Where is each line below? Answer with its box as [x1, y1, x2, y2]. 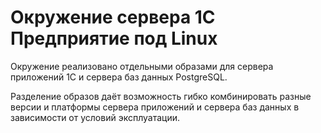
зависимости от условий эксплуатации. [10, 111, 181, 123]
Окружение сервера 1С [10, 6, 216, 29]
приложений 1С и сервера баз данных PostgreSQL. [10, 71, 228, 83]
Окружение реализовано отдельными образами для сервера [10, 60, 274, 72]
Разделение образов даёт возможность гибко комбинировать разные [10, 90, 312, 102]
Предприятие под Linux [10, 27, 218, 50]
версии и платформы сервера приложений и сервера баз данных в [10, 101, 300, 113]
